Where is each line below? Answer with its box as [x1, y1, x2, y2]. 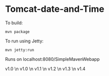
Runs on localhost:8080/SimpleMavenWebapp [5, 56, 100, 62]
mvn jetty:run [5, 47, 35, 52]
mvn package [5, 29, 30, 34]
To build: [5, 20, 23, 26]
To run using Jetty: [5, 38, 44, 44]
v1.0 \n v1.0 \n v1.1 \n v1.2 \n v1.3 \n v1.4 [5, 66, 86, 72]
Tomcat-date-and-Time [5, 3, 105, 15]
